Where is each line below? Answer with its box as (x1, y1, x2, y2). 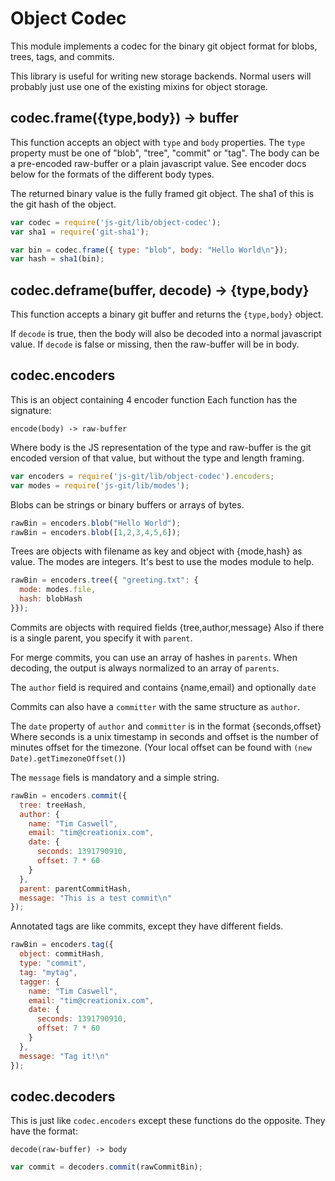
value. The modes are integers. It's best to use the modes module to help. (10, 556, 315, 568)
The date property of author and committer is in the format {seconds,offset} (10, 720, 322, 732)
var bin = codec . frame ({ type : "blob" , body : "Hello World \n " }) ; (10, 245, 289, 255)
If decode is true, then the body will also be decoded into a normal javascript (10, 328, 322, 340)
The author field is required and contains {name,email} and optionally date (10, 681, 317, 693)
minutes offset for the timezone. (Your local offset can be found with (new (10, 741, 312, 753)
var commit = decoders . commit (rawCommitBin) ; (10, 1162, 203, 1172)
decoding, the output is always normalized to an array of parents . (10, 662, 280, 674)
